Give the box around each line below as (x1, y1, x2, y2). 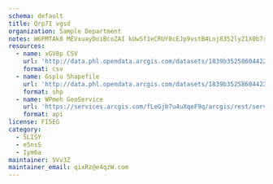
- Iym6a (15, 148, 42, 156)
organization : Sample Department (8, 27, 122, 35)
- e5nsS (15, 140, 42, 149)
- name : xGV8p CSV (15, 50, 79, 58)
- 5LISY (15, 133, 42, 141)
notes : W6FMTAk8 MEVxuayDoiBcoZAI (8, 34, 126, 43)
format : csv (23, 65, 63, 73)
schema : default (8, 11, 63, 20)
